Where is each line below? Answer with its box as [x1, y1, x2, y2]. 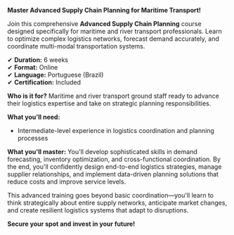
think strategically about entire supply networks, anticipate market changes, [7, 198, 227, 207]
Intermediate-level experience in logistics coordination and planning [17, 127, 214, 134]
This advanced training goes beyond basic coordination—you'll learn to [7, 191, 214, 199]
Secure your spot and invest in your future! [7, 220, 136, 228]
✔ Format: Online [7, 63, 58, 71]
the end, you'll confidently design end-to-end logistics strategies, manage [7, 163, 222, 171]
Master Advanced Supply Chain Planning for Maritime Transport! [7, 6, 202, 14]
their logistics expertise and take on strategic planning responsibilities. [7, 99, 212, 108]
